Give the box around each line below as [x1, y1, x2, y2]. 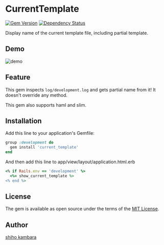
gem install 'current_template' [10, 145, 79, 150]
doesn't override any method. [5, 92, 68, 98]
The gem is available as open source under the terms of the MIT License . [5, 206, 159, 212]
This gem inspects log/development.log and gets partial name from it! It [5, 86, 156, 92]
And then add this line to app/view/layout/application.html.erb [5, 159, 135, 165]
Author [5, 220, 28, 229]
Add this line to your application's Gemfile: [5, 130, 95, 136]
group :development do [5, 140, 54, 145]
